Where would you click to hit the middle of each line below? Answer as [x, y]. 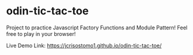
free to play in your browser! [41, 33]
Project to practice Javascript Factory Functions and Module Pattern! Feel [97, 27]
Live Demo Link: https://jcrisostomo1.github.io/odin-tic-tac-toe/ [84, 45]
